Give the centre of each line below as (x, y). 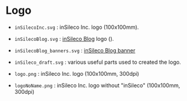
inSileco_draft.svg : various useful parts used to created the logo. (98, 62)
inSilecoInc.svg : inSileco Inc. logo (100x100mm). (77, 27)
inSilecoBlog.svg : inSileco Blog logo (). (64, 38)
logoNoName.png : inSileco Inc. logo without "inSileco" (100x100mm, (97, 85)
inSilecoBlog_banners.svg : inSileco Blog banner (75, 50)
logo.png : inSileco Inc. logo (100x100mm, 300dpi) (77, 73)
